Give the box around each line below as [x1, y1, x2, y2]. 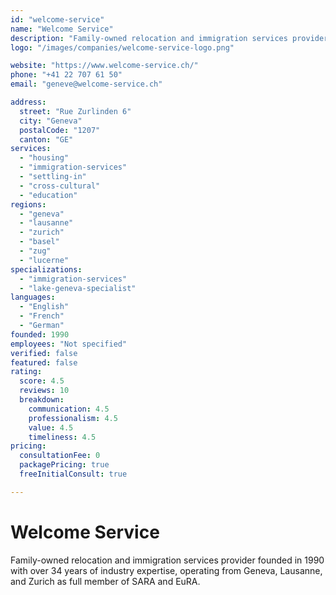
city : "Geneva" [19, 116, 83, 126]
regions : [10, 199, 47, 210]
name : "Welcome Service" [10, 24, 114, 34]
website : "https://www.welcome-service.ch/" [10, 61, 199, 71]
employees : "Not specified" [10, 339, 128, 349]
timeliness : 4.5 [28, 432, 97, 442]
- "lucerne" [19, 255, 70, 265]
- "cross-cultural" [19, 181, 101, 191]
